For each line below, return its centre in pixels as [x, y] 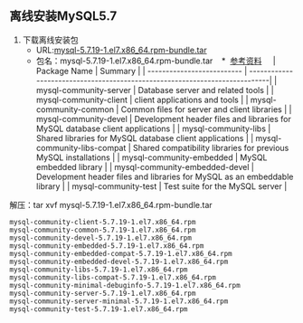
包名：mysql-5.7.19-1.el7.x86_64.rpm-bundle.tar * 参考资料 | [156, 61]
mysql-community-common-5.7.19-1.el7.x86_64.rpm [103, 230]
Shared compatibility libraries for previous [211, 147]
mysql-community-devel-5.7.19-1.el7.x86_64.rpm [101, 238]
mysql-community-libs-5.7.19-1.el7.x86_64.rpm [99, 270]
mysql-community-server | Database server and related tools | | [155, 90]
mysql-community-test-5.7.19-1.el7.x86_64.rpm [99, 309]
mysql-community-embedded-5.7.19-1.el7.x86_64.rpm [107, 246]
